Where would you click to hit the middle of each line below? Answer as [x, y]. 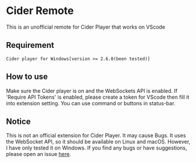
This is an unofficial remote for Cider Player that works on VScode [86, 27]
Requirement [30, 45]
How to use [27, 77]
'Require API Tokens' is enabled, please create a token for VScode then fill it [98, 97]
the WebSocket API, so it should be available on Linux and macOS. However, [98, 142]
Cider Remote [40, 11]
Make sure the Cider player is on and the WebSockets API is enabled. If [92, 91]
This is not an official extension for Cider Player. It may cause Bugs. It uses [96, 136]
